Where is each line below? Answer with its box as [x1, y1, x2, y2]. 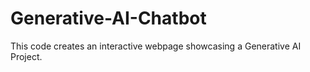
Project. [10, 50, 43, 62]
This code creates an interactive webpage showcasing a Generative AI [10, 40, 302, 52]
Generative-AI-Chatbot [10, 7, 207, 30]
